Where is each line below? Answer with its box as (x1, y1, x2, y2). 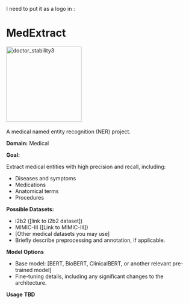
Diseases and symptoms (14, 174, 76, 182)
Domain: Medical (6, 139, 49, 147)
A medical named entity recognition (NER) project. (6, 128, 131, 135)
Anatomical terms (14, 187, 59, 195)
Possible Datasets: (6, 205, 54, 213)
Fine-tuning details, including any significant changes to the (14, 273, 164, 280)
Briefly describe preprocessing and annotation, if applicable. (14, 236, 166, 244)
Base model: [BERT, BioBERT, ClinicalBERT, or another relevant (14, 259, 172, 267)
